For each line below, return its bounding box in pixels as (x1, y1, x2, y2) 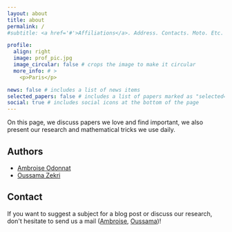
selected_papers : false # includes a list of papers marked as (7, 93, 193, 100)
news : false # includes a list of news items (7, 86, 140, 93)
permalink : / (7, 23, 45, 30)
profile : (7, 42, 32, 49)
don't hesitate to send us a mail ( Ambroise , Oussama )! (7, 217, 162, 225)
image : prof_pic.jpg (13, 55, 72, 62)
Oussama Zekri (17, 171, 61, 180)
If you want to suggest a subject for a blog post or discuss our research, (7, 209, 213, 217)
